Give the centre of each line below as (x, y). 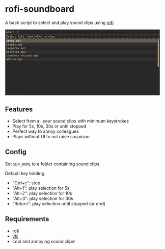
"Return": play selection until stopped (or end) (59, 203)
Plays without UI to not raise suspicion (51, 137)
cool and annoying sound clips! (44, 241)
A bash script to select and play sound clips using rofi (59, 23)
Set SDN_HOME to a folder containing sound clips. (53, 164)
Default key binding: (25, 173)
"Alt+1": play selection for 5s (41, 188)
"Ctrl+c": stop (26, 183)
